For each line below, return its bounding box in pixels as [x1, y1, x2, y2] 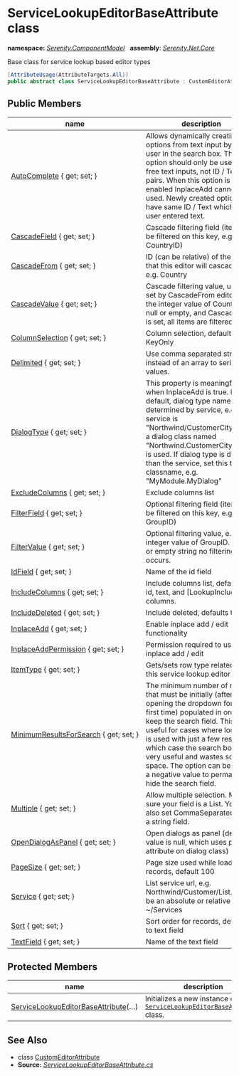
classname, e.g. [145, 467, 198, 477]
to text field [145, 925, 184, 935]
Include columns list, [145, 578, 215, 588]
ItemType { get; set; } [11, 664, 80, 674]
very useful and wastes [145, 751, 224, 761]
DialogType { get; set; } [11, 427, 87, 437]
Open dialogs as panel [145, 828, 221, 838]
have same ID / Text [145, 201, 212, 211]
